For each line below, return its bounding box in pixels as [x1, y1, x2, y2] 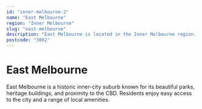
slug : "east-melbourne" [6, 25, 67, 32]
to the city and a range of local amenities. [6, 96, 110, 103]
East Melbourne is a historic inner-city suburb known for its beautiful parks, [6, 83, 195, 90]
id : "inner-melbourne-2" [6, 8, 69, 15]
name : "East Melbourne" [6, 15, 67, 21]
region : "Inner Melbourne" [6, 20, 75, 26]
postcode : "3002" [6, 37, 50, 43]
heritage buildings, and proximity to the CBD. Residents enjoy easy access [6, 89, 192, 97]
